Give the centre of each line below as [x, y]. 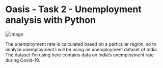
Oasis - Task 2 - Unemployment [73, 9]
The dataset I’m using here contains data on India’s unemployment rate [80, 55]
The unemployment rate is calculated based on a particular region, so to [81, 44]
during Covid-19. [23, 60]
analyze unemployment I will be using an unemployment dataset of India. [82, 49]
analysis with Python [50, 20]
